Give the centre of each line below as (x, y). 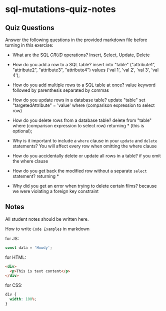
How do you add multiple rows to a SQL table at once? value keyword (84, 85)
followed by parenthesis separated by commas (60, 90)
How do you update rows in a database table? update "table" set (79, 100)
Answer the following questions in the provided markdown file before (76, 40)
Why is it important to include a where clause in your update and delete (85, 141)
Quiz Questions (30, 28)
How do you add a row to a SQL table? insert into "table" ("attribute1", (84, 64)
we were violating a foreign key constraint (55, 191)
